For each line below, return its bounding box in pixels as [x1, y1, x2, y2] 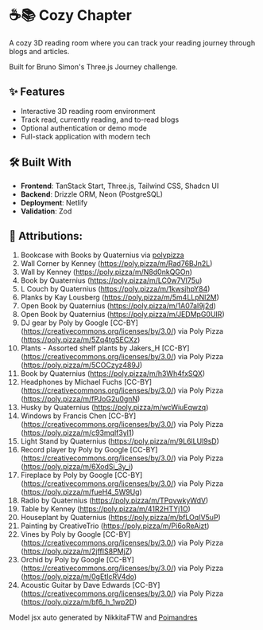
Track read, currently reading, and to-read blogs [20, 115, 180, 124]
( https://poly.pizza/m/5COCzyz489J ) [20, 360, 143, 370]
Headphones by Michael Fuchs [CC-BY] [20, 378, 153, 387]
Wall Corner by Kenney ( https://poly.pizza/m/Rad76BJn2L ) [20, 259, 213, 268]
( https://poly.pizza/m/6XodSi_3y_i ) [20, 462, 133, 472]
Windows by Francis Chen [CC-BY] [20, 411, 137, 421]
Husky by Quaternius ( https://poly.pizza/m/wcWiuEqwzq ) [20, 403, 209, 413]
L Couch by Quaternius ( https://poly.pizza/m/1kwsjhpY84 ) [20, 284, 211, 294]
